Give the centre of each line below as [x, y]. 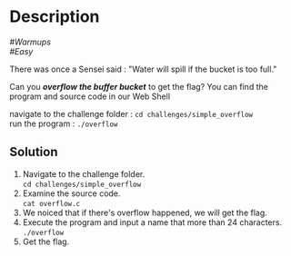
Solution [34, 152]
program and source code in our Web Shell [90, 96]
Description [55, 17]
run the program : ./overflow [64, 123]
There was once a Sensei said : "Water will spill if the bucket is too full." [143, 69]
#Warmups [30, 42]
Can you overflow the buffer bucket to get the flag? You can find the [139, 86]
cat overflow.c [51, 203]
